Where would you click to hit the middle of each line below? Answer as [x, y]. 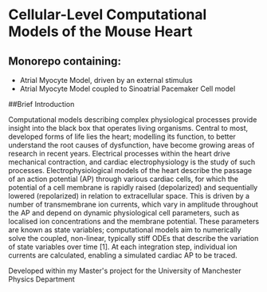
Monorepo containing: [65, 61]
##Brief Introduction [41, 104]
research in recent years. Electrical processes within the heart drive [120, 154]
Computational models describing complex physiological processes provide [133, 120]
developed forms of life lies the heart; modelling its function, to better [122, 136]
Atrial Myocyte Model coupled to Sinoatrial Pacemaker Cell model [128, 89]
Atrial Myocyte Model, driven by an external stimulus [106, 80]
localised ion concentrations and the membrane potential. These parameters [134, 221]
